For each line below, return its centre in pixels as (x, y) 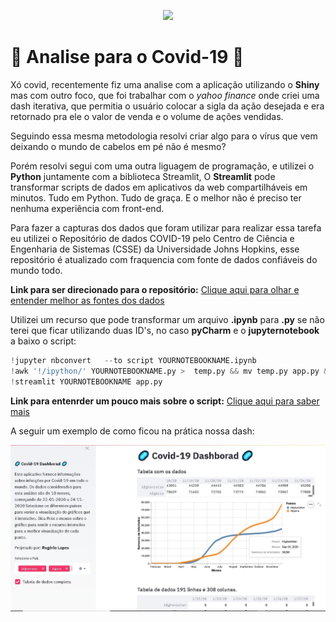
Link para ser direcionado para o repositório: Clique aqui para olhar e (155, 289)
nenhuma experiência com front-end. (87, 208)
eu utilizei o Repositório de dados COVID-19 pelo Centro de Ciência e (152, 238)
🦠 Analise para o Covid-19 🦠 (127, 57)
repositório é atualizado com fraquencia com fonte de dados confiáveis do (164, 259)
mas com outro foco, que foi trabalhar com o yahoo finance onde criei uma (165, 95)
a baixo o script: (43, 341)
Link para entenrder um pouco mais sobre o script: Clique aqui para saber (165, 401)
